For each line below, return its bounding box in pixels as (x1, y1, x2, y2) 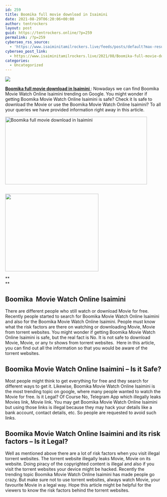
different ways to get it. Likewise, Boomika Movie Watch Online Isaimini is (5, 383, 156, 389)
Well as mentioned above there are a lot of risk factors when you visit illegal (5, 450, 160, 456)
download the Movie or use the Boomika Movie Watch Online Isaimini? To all (5, 101, 161, 107)
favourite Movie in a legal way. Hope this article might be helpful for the (5, 482, 152, 488)
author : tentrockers (5, 21, 48, 26)
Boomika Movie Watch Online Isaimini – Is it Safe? (5, 365, 162, 373)
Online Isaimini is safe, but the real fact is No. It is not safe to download (5, 334, 151, 340)
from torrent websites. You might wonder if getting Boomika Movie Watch (5, 329, 156, 335)
